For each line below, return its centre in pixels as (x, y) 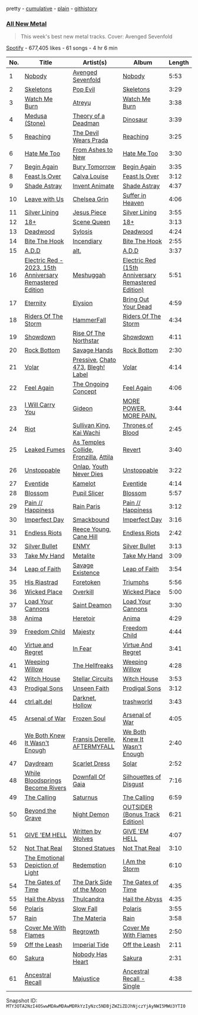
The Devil (86, 133)
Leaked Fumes (45, 450)
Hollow (82, 706)
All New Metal (27, 24)
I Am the (134, 862)
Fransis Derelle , (94, 739)
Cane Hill (85, 537)
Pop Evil (84, 90)
